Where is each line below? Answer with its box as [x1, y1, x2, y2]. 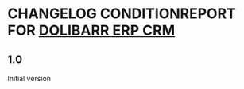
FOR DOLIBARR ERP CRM [7, 21, 176, 39]
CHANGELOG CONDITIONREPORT [7, 5, 236, 23]
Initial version [7, 74, 52, 83]
